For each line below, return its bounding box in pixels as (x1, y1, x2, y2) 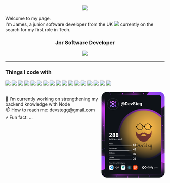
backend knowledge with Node (5, 101, 70, 107)
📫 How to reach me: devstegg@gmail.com (5, 107, 95, 113)
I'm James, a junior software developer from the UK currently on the (5, 21, 154, 27)
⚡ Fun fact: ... (5, 114, 33, 120)
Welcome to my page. (5, 15, 51, 21)
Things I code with (5, 69, 52, 76)
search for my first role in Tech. (5, 27, 71, 32)
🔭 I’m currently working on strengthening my (5, 96, 98, 102)
